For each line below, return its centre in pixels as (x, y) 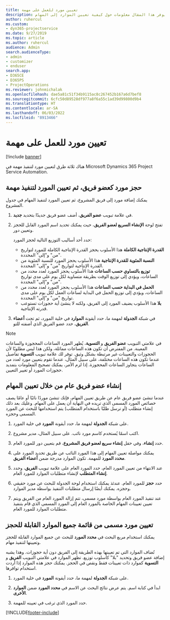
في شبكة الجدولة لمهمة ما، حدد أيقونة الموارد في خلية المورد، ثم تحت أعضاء (84, 318)
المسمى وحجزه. (21, 414)
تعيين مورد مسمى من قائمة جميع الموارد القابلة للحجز (79, 525)
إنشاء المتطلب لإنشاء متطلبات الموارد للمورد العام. (60, 473)
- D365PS (15, 80)
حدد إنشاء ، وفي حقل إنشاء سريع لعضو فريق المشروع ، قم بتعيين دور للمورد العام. (88, 443)
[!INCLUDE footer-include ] (33, 612)
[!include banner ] (24, 156)
